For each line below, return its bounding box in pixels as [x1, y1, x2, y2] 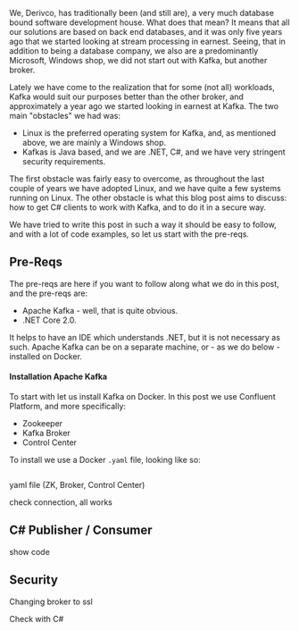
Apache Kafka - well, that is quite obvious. [21, 305, 179, 315]
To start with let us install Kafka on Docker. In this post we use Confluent [9, 391, 276, 402]
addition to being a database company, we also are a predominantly [9, 46, 259, 56]
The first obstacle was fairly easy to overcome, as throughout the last [9, 173, 265, 184]
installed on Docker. [9, 350, 83, 361]
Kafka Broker [21, 428, 71, 439]
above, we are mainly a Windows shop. [21, 138, 167, 147]
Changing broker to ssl [9, 596, 94, 607]
